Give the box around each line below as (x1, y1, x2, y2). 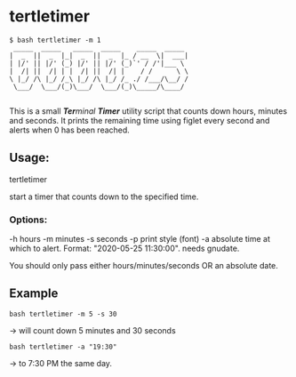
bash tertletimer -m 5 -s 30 (9, 309, 117, 318)
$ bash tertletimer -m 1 (9, 36, 101, 44)
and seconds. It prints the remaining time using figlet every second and (9, 115, 270, 125)
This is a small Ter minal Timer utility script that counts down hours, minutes (9, 105, 287, 116)
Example (9, 286, 59, 301)
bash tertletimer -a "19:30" (9, 342, 117, 351)
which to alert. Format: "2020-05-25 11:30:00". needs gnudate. (9, 243, 240, 254)
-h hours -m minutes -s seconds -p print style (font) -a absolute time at (9, 234, 271, 245)
